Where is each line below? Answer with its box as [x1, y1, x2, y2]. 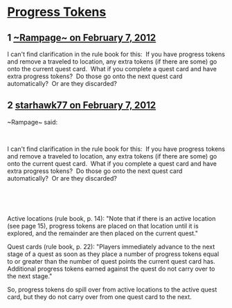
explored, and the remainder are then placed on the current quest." [7, 229, 199, 237]
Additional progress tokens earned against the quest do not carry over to [7, 264, 215, 273]
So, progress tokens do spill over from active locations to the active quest [7, 285, 217, 293]
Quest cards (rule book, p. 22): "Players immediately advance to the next [7, 242, 215, 251]
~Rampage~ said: [7, 118, 58, 126]
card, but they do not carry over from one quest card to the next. [7, 292, 192, 301]
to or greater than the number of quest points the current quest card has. [7, 257, 216, 265]
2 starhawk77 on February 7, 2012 [7, 100, 157, 111]
